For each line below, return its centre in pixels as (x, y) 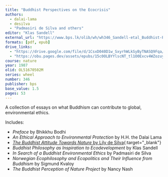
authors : (14, 14)
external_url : (20, 38)
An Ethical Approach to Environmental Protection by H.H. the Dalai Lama (87, 137)
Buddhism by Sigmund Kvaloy (43, 164)
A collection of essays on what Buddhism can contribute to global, (73, 107)
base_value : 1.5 (22, 88)
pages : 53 (15, 93)
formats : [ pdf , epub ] (28, 42)
